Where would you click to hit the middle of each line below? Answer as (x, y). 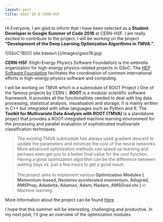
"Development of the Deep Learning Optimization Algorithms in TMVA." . (80, 43)
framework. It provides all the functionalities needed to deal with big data (79, 98)
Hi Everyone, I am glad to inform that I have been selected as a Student (77, 28)
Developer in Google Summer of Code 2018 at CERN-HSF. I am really (75, 33)
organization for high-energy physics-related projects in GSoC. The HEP (78, 68)
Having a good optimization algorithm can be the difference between (86, 159)
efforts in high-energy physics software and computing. (61, 78)
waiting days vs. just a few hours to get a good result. (71, 164)
